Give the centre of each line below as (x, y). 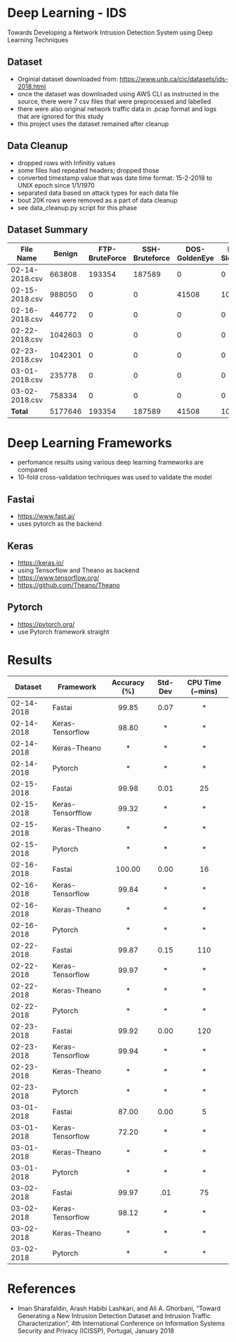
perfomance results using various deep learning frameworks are (110, 463)
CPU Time (204, 682)
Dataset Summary (48, 230)
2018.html (32, 86)
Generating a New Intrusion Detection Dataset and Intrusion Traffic (114, 1315)
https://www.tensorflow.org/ (58, 577)
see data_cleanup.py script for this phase (77, 207)
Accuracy (128, 682)
